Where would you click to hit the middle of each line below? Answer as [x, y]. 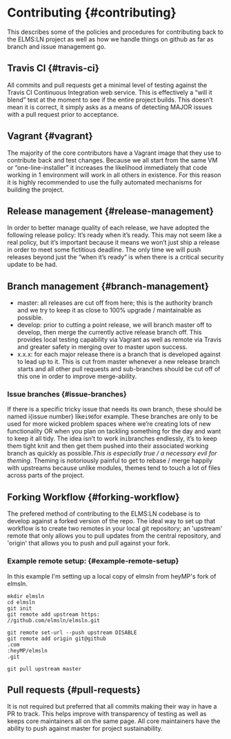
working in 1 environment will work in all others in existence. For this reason [114, 175]
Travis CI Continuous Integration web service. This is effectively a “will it [110, 92]
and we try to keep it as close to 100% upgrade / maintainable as [109, 310]
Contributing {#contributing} [92, 13]
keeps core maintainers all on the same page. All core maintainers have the [114, 721]
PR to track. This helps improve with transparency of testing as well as [107, 714]
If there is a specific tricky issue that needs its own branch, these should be [114, 409]
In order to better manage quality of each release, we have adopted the [108, 228]
